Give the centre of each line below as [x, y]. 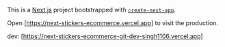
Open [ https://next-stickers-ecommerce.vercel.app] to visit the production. [113, 23]
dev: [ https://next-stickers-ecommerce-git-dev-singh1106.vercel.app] [105, 36]
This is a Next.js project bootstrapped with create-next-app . [92, 10]
